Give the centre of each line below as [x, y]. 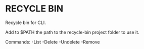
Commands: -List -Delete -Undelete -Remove [53, 42]
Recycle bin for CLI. [26, 22]
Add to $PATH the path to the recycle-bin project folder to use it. [73, 32]
